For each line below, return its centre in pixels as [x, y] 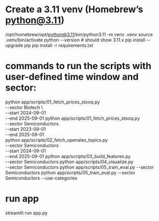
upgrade [14, 45]
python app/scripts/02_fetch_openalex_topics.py [57, 140]
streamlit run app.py [26, 213]
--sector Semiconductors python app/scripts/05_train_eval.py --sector [80, 167]
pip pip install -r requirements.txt [59, 45]
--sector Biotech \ [24, 107]
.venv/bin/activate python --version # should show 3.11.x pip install [75, 40]
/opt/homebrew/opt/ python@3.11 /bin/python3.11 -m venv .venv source [79, 34]
